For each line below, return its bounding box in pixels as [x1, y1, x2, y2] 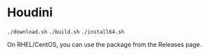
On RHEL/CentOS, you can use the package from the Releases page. [7, 40, 203, 48]
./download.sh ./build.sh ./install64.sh [7, 29, 125, 35]
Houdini [7, 5, 53, 20]
